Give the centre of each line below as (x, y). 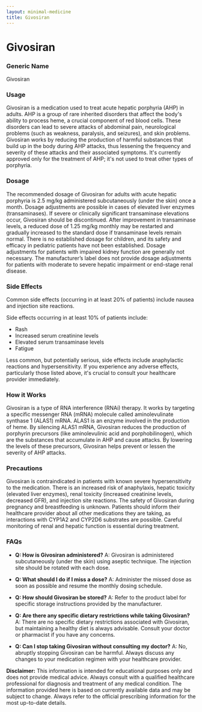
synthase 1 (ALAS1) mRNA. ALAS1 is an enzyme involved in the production (98, 421)
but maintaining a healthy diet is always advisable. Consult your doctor (103, 628)
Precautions (24, 468)
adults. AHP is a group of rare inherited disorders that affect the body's (94, 114)
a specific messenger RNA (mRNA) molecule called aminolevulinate (90, 414)
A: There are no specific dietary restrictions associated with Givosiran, (102, 622)
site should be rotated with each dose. (62, 568)
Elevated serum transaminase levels (59, 342)
